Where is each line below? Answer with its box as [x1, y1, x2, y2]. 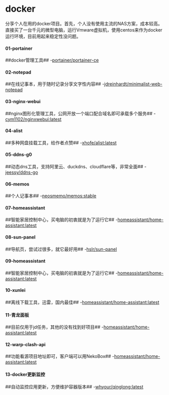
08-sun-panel [5, 234, 36, 240]
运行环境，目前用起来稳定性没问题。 [5, 33, 81, 39]
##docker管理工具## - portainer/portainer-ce [5, 57, 99, 64]
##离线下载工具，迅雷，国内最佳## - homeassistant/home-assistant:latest [5, 299, 160, 305]
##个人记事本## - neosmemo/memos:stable [5, 193, 96, 199]
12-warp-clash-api [5, 341, 46, 347]
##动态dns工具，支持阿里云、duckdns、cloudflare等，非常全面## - [5, 163, 147, 169]
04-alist [5, 128, 23, 134]
